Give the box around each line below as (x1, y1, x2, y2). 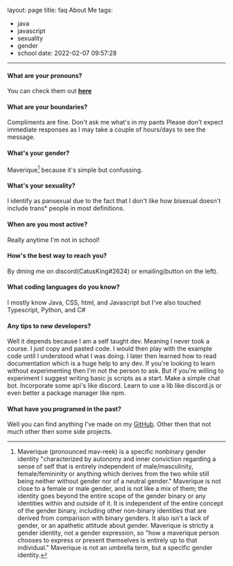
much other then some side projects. (7, 428, 112, 436)
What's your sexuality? (7, 181, 76, 190)
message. (7, 133, 35, 141)
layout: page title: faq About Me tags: (7, 6, 113, 14)
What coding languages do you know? (7, 283, 120, 291)
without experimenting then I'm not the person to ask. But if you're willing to (7, 366, 224, 375)
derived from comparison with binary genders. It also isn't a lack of (17, 514, 209, 522)
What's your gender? (7, 149, 70, 157)
